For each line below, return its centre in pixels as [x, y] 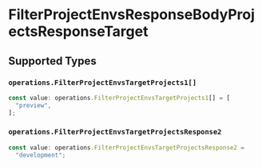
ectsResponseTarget [78, 31]
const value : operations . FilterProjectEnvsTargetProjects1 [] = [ [119, 98]
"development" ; [41, 155]
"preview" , [34, 105]
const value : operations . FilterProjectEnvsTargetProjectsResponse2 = [127, 148]
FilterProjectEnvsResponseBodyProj [132, 15]
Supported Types [53, 61]
